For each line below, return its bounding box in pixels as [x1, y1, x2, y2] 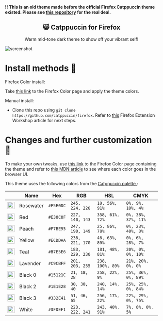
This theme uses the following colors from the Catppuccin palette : [5, 180, 138, 186]
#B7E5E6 [48, 249, 66, 254]
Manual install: [5, 97, 34, 104]
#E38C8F [48, 214, 66, 220]
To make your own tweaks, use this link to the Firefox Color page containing [5, 160, 157, 167]
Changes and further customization [5, 134, 152, 145]
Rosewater [19, 202, 44, 209]
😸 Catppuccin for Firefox [43, 23, 120, 32]
